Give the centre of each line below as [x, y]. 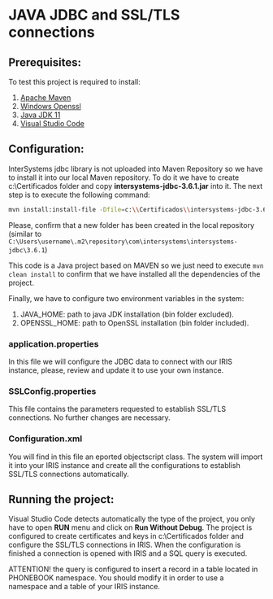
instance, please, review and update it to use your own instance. [116, 370]
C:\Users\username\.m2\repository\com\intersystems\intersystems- [123, 242]
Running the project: [61, 499]
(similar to [25, 234]
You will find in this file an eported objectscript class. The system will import [136, 457]
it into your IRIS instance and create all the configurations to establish [125, 465]
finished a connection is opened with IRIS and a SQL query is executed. [128, 553]
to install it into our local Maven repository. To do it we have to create [124, 177]
